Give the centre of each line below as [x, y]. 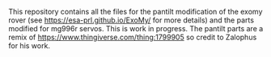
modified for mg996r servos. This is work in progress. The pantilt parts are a [136, 28]
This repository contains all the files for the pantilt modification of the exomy [135, 12]
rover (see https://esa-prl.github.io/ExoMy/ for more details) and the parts [131, 20]
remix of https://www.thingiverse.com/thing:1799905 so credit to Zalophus [133, 37]
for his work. [30, 46]
